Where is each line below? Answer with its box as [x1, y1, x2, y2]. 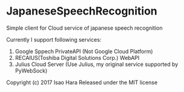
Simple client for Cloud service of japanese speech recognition [6, 24, 163, 31]
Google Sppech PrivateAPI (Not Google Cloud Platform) [14, 47, 153, 55]
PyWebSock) [14, 67, 48, 74]
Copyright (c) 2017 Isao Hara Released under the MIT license [6, 79, 158, 86]
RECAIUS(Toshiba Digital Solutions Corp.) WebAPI [14, 54, 140, 61]
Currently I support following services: [6, 36, 101, 43]
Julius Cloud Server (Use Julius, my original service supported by [14, 61, 179, 68]
